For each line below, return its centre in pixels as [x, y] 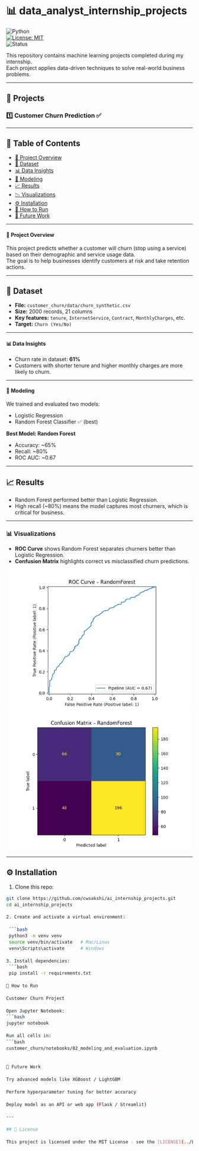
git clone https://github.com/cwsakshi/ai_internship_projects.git [91, 898]
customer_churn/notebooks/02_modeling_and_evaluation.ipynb [82, 1048]
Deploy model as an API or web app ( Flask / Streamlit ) [76, 1104]
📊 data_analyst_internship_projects [97, 11]
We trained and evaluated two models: [53, 404]
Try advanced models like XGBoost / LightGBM [63, 1080]
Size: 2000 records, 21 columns [54, 311]
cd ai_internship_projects [39, 905]
